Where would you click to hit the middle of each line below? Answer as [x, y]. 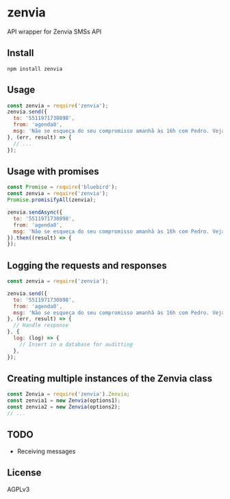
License [24, 473]
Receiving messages [46, 451]
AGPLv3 [18, 489]
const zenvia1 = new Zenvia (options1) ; [64, 401]
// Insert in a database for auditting [76, 344]
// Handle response [41, 325]
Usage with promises [53, 171]
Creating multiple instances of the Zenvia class [110, 378]
